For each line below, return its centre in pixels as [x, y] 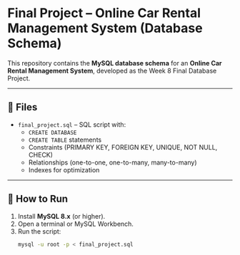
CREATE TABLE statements [65, 140]
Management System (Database [105, 28]
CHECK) [41, 155]
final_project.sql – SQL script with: [72, 124]
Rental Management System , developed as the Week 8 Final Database [112, 71]
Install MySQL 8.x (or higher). [61, 216]
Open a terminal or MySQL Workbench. [76, 224]
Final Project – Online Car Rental [104, 13]
